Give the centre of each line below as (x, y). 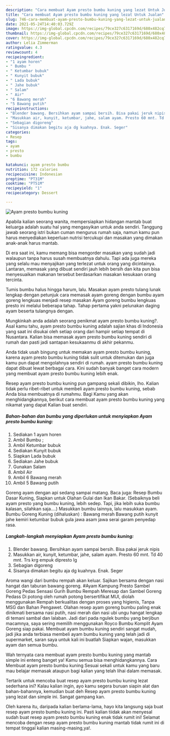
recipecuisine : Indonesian (34, 174)
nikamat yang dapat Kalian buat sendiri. (47, 404)
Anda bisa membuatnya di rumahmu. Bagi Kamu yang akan (67, 394)
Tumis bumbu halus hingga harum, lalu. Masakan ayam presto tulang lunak (83, 289)
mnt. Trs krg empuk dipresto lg (45, 560)
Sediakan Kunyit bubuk (37, 450)
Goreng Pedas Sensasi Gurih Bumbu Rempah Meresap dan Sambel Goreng (84, 591)
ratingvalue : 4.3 (24, 48)
